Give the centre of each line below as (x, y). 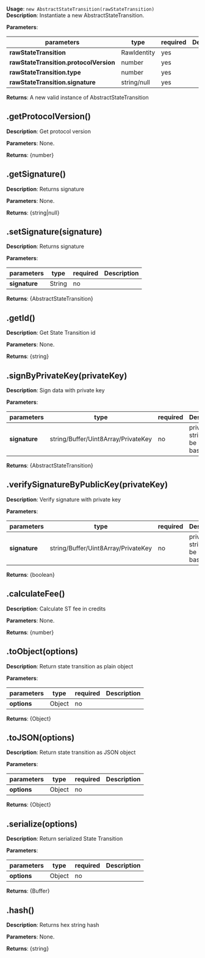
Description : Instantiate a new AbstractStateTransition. (75, 15)
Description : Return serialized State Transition (65, 839)
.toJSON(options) (41, 738)
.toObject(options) (42, 652)
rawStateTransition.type (45, 72)
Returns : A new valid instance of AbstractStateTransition (78, 97)
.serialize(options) (42, 824)
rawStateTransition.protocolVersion (62, 62)
